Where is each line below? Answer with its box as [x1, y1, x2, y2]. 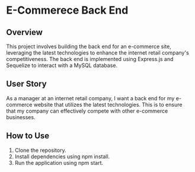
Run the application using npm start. [14, 159, 104, 166]
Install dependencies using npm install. [14, 152, 110, 160]
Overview [6, 27, 43, 37]
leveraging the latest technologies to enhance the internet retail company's [6, 49, 190, 56]
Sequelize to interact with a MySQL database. [6, 62, 117, 69]
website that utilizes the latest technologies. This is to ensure [33, 101, 183, 108]
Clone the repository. [14, 146, 66, 154]
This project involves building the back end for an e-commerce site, [6, 43, 172, 50]
